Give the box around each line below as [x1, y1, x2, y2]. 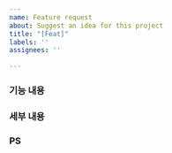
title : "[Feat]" [9, 29, 69, 38]
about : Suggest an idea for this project [9, 21, 164, 30]
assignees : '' [9, 46, 62, 55]
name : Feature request [9, 12, 93, 22]
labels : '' [9, 37, 49, 47]
